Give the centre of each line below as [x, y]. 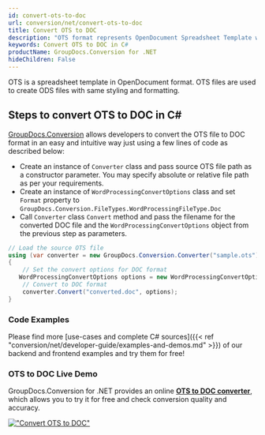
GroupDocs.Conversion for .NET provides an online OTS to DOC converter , [130, 391]
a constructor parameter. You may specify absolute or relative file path [134, 174]
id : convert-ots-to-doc [47, 15]
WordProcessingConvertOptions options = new [93, 277]
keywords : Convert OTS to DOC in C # [68, 45]
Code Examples [39, 319]
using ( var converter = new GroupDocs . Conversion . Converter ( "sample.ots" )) [135, 255]
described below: [36, 151]
